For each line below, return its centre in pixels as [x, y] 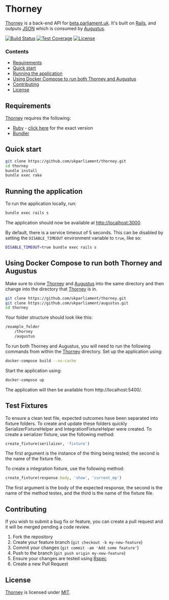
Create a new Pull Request [40, 564]
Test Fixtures [26, 406]
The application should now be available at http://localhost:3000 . [73, 223]
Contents [17, 52]
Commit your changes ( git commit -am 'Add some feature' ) [76, 548]
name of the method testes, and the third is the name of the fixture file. [79, 493]
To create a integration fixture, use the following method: [65, 469]
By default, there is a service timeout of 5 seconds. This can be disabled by [84, 233]
